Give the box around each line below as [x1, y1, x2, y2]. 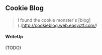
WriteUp [5, 34, 24, 40]
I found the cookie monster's [17, 17, 77, 23]
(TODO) [5, 45, 22, 51]
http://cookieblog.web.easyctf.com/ [22, 22, 96, 28]
